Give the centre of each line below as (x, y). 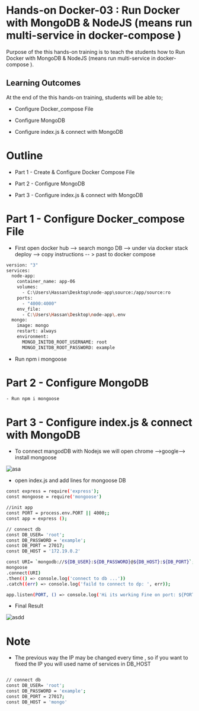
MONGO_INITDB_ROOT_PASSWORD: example (68, 348)
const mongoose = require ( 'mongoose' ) (54, 497)
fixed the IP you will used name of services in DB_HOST (83, 664)
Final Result (29, 606)
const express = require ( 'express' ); (53, 491)
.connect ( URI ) (24, 573)
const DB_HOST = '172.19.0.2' (44, 551)
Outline (25, 155)
